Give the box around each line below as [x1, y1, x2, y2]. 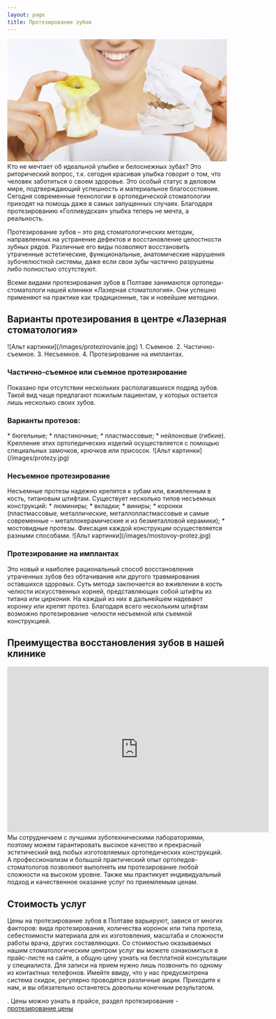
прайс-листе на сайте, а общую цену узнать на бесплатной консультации [7, 953, 227, 962]
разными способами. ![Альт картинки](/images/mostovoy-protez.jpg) [7, 531, 211, 540]
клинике [7, 648, 47, 660]
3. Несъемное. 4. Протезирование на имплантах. [37, 350, 184, 359]
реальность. [7, 214, 44, 223]
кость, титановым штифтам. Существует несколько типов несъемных [7, 494, 216, 503]
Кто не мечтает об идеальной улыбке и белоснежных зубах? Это [7, 162, 201, 170]
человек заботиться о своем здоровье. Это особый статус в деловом [7, 177, 216, 185]
